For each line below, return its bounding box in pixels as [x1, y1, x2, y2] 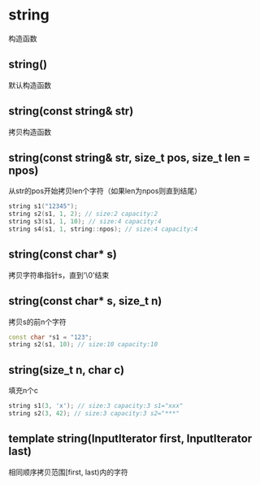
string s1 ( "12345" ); [8, 202, 79, 210]
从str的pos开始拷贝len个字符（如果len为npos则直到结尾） [8, 186, 201, 196]
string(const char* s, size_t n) [8, 294, 162, 308]
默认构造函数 [8, 80, 51, 90]
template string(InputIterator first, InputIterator [8, 432, 253, 446]
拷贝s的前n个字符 [8, 317, 67, 327]
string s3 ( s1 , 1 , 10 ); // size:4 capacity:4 [8, 218, 162, 226]
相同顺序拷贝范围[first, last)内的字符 [8, 467, 128, 477]
